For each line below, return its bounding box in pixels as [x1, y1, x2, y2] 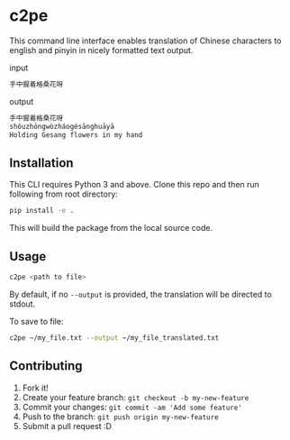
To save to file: [9, 316, 64, 326]
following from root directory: [9, 188, 119, 199]
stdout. [9, 298, 36, 309]
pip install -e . [9, 206, 75, 215]
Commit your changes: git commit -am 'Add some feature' [22, 401, 243, 412]
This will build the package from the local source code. [9, 223, 213, 234]
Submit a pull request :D [22, 420, 113, 431]
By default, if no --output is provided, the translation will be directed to [9, 289, 272, 299]
